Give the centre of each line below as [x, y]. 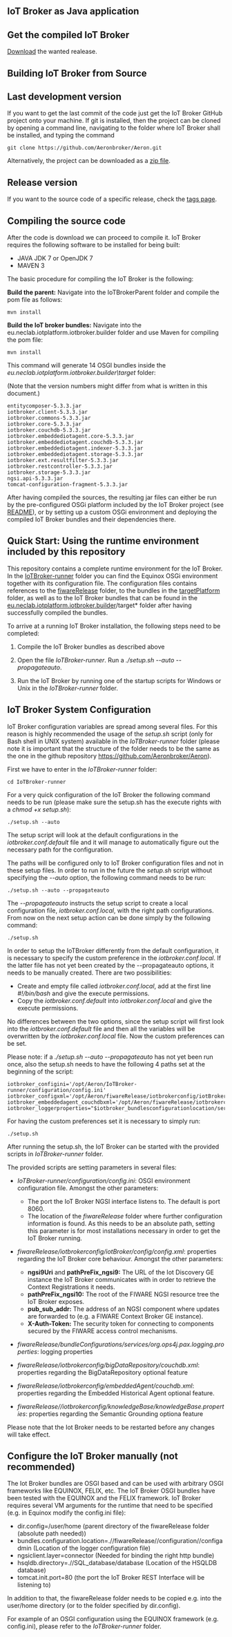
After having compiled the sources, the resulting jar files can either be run [112, 497]
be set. [17, 1043]
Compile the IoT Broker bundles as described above [91, 647]
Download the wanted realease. [52, 52]
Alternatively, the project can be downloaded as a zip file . [89, 161]
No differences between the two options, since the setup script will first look [116, 1021]
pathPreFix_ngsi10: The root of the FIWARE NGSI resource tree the [123, 1294]
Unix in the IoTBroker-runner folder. [68, 688]
